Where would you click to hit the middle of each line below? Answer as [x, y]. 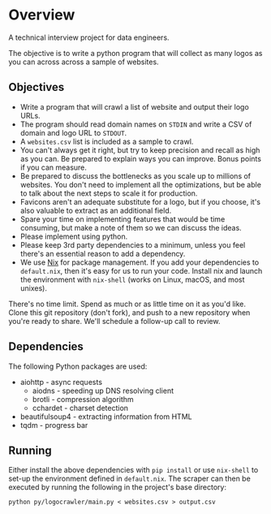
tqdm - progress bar [54, 425]
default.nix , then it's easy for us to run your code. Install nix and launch [141, 270]
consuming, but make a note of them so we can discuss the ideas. [131, 227]
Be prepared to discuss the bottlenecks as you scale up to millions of [135, 175]
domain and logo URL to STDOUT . [73, 132]
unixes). [33, 288]
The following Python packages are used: [78, 366]
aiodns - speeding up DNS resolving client [103, 391]
